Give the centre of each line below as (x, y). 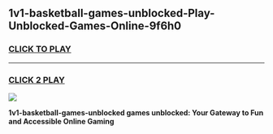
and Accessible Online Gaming (61, 121)
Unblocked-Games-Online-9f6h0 (95, 26)
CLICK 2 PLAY (37, 80)
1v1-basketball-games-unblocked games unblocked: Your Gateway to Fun (136, 112)
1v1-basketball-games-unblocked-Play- (112, 13)
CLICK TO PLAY (40, 50)
